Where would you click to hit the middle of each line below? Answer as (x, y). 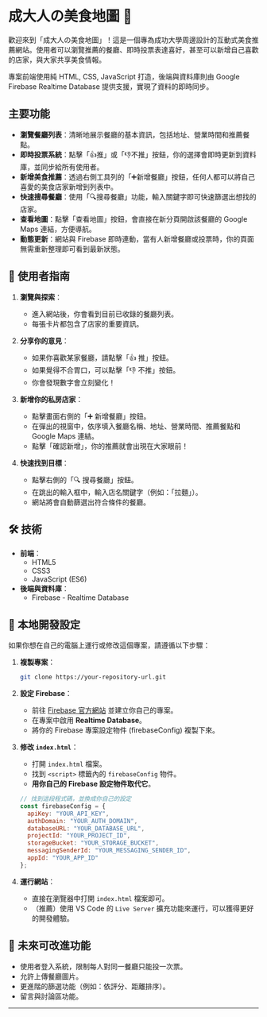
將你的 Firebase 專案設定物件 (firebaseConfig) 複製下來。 (126, 730)
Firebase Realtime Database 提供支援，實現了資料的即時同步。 (111, 86)
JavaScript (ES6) (59, 579)
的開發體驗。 (52, 918)
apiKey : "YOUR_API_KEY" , (68, 814)
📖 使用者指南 (39, 276)
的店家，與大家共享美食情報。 (57, 60)
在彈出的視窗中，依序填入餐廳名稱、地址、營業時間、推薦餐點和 (136, 426)
